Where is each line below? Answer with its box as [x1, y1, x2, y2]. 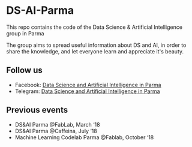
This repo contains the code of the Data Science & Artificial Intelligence [6, 23, 183, 31]
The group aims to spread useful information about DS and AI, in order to [6, 41, 187, 49]
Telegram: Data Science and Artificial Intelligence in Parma [14, 88, 160, 95]
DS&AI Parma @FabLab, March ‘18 [14, 121, 100, 128]
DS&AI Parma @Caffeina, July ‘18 [14, 127, 97, 134]
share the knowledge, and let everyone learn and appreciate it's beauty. [6, 47, 184, 55]
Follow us [6, 65, 43, 76]
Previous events [6, 105, 68, 115]
